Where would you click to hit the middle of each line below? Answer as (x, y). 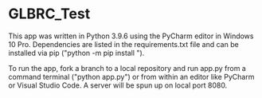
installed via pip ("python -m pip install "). (76, 53)
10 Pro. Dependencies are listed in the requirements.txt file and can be (123, 44)
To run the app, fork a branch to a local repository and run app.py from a (127, 68)
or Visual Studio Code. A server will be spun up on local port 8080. (118, 85)
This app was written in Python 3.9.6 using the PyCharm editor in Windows (131, 36)
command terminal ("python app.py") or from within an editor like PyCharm (131, 76)
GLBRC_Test (49, 14)
